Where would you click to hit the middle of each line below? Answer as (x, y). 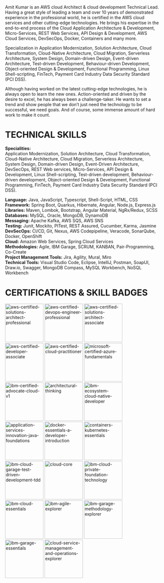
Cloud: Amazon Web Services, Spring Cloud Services (59, 241)
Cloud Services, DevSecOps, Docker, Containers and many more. (71, 38)
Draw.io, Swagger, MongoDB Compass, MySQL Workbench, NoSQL (73, 267)
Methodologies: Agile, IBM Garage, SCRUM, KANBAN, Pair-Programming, (80, 247)
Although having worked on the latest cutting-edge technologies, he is (76, 89)
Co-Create (16, 252)
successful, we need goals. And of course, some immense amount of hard (80, 110)
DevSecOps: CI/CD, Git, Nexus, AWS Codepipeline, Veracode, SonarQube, (80, 231)
